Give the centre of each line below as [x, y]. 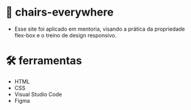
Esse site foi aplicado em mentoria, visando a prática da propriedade [99, 29]
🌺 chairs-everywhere [60, 12]
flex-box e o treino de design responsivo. [65, 35]
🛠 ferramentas [44, 61]
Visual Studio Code [38, 94]
